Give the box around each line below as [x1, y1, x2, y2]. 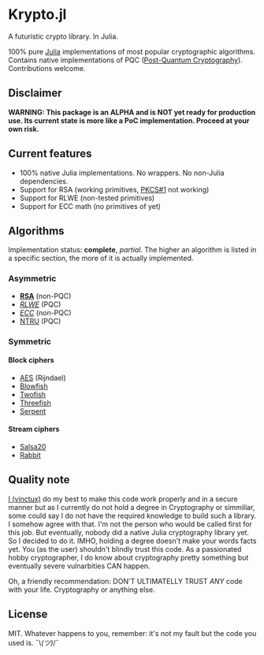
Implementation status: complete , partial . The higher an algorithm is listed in [8, 245, 257, 255]
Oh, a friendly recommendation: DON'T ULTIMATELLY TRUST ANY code [8, 576, 243, 586]
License [8, 608, 48, 621]
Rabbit [19, 451, 41, 460]
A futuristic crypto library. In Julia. [8, 32, 118, 41]
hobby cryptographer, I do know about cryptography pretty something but [8, 553, 249, 562]
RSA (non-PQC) [19, 291, 72, 300]
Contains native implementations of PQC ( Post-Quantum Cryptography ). [8, 55, 243, 65]
